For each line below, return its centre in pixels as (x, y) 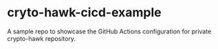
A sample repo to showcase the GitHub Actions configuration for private (109, 31)
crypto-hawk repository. (41, 38)
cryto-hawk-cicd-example (84, 13)
